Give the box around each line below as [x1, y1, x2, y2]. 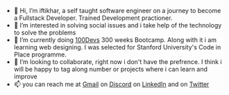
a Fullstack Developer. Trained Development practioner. [13, 14, 173, 22]
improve [13, 72, 37, 81]
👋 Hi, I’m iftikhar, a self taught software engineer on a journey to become [13, 7, 221, 14]
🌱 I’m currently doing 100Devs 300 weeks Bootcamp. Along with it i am [13, 36, 217, 44]
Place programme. [13, 50, 67, 59]
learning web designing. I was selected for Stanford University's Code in [13, 43, 221, 51]
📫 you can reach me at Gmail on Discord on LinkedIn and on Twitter [13, 80, 210, 88]
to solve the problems [13, 28, 76, 36]
